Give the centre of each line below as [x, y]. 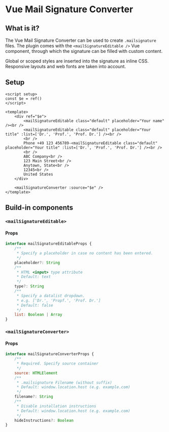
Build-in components [39, 208]
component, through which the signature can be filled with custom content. [84, 51]
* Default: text [34, 277]
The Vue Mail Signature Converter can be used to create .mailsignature [81, 40]
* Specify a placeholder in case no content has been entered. [85, 253]
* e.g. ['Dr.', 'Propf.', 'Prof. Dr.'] [59, 300]
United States [38, 174]
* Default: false [35, 305]
